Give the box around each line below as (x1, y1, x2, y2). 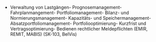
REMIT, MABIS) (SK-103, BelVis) (10, 31, 77, 37)
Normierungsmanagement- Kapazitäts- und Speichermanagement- (10, 15, 151, 21)
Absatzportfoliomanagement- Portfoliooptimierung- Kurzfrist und (10, 20, 146, 26)
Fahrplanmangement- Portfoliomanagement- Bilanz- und (10, 10, 129, 16)
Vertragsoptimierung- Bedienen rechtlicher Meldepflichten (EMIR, (10, 26, 148, 32)
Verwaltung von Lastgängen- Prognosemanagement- (10, 5, 122, 10)
